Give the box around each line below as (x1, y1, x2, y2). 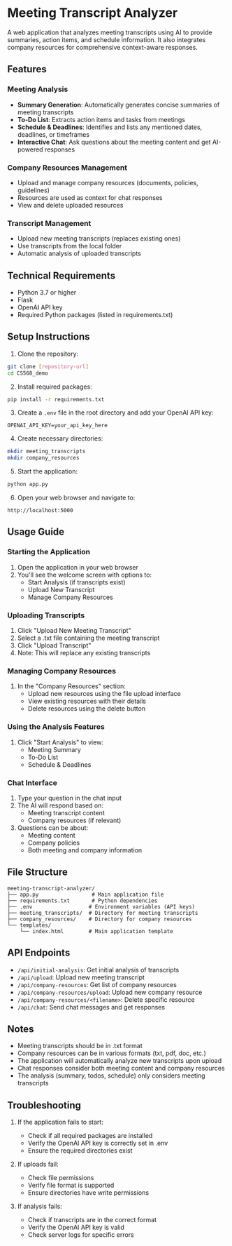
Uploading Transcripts (7, 610, 85, 620)
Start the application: (17, 467, 78, 476)
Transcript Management (7, 218, 92, 228)
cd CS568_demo (7, 370, 49, 377)
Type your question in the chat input (17, 793, 122, 802)
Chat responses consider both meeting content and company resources (17, 1064, 225, 1073)
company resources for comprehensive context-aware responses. (7, 43, 198, 51)
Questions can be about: (17, 823, 89, 832)
